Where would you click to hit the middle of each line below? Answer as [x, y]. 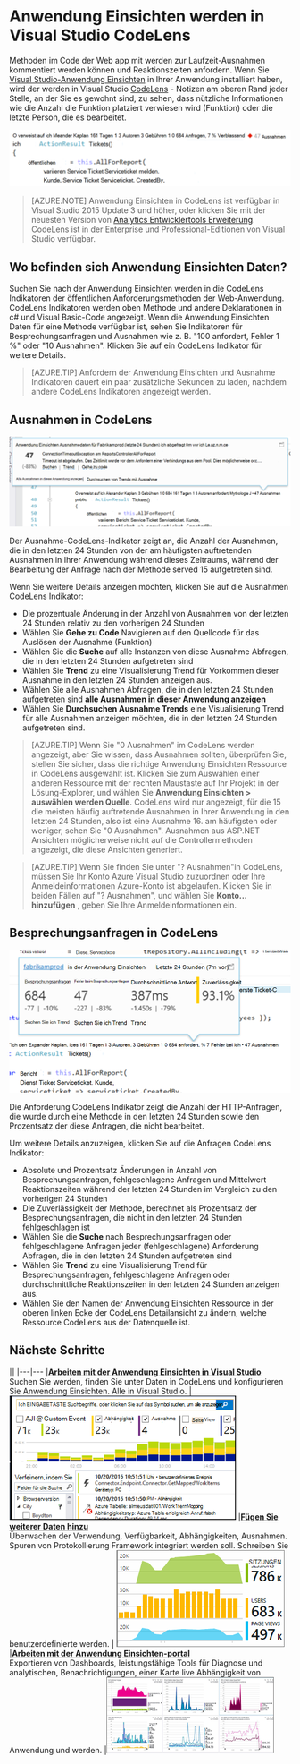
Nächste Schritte [57, 1350]
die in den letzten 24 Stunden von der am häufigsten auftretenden [131, 550]
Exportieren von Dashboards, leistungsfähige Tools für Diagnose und [136, 1663]
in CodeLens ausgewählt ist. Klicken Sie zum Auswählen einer [146, 773]
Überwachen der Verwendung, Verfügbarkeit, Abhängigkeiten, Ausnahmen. [148, 1536]
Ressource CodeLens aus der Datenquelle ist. [106, 1322]
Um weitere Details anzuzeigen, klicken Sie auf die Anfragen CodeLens [140, 1143]
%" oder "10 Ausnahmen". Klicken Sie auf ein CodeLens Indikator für [136, 345]
